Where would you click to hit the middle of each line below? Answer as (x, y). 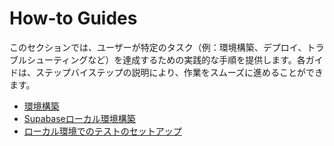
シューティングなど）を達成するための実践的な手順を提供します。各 (166, 59)
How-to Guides (73, 18)
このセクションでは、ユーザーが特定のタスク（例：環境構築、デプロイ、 (158, 47)
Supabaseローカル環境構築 (79, 118)
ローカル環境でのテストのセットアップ (102, 131)
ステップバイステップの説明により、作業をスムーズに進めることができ (179, 72)
